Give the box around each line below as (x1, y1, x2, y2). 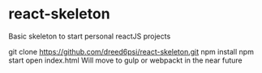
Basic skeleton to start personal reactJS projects (8, 31, 171, 41)
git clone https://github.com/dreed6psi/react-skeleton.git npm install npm (8, 47, 254, 56)
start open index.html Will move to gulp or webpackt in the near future (8, 55, 243, 65)
